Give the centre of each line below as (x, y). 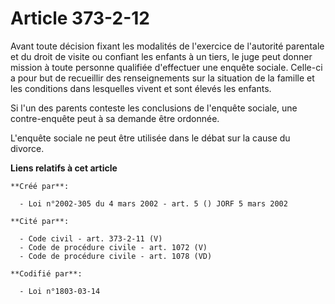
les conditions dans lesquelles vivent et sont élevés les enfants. (141, 88)
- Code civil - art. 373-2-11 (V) (91, 238)
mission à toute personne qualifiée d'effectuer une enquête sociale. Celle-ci (166, 67)
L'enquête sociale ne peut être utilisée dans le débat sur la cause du (150, 138)
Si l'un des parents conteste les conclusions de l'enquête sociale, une (154, 108)
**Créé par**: (40, 186)
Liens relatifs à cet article (64, 168)
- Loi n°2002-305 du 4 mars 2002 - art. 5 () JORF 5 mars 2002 (153, 203)
